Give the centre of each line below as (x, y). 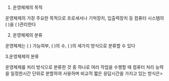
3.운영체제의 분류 (22, 56)
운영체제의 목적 (27, 7)
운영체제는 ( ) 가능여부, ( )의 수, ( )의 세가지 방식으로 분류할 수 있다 (70, 46)
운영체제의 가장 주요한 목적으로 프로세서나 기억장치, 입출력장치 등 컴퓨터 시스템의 (85, 18)
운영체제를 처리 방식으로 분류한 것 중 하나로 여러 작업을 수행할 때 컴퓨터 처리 (80, 67)
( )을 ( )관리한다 (21, 24)
